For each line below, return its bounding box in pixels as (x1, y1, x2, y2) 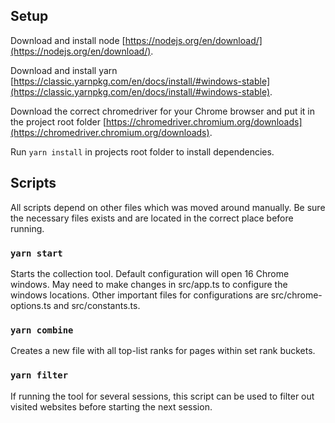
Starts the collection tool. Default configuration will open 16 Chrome (10, 267, 290, 279)
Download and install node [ (10, 34, 126, 46)
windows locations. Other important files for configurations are (10, 289, 269, 301)
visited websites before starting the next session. (10, 400, 213, 413)
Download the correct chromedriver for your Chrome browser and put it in (10, 105, 315, 117)
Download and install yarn (10, 64, 118, 76)
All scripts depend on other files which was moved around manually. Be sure (10, 201, 326, 213)
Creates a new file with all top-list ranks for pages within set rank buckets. (10, 345, 316, 357)
